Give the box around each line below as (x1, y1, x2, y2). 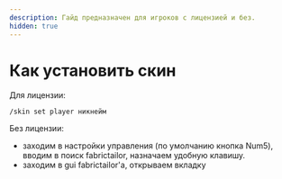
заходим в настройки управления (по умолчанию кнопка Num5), (22, 140, 273, 151)
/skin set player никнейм (9, 107, 106, 117)
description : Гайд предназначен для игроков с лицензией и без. (9, 13, 256, 22)
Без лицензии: (9, 123, 65, 134)
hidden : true (9, 22, 59, 31)
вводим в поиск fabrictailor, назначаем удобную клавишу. (22, 150, 246, 161)
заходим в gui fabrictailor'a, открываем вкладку (22, 159, 206, 171)
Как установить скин (9, 60, 177, 81)
